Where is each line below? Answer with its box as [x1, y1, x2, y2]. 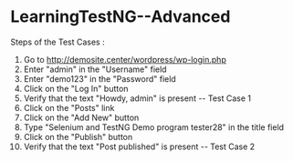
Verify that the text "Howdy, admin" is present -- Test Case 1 [23, 93, 252, 104]
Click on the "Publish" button [23, 131, 133, 142]
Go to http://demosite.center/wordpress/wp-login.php [23, 54, 226, 65]
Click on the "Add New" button [23, 112, 140, 123]
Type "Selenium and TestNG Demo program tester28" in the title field [23, 121, 285, 133]
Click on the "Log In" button [23, 83, 129, 94]
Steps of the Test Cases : [10, 36, 105, 47]
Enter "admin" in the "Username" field [23, 64, 167, 75]
